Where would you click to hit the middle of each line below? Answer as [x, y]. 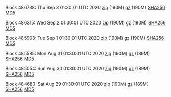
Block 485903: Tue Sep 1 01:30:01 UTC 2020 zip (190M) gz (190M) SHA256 [85, 38]
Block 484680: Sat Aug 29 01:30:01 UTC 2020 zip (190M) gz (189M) [77, 84]
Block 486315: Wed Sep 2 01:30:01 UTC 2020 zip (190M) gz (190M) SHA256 [86, 23]
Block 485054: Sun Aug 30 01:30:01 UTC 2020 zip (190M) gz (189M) [78, 69]
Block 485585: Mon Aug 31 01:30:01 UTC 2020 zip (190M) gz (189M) [78, 53]
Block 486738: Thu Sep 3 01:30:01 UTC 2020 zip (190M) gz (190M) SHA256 [85, 7]
